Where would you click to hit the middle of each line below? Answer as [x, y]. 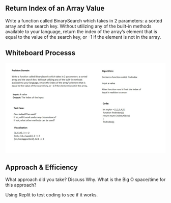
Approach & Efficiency [41, 167]
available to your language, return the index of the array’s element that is [81, 31]
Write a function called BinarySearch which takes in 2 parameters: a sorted [84, 20]
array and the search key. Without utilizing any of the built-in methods [78, 26]
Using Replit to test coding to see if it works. [52, 195]
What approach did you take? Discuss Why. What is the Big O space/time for [85, 179]
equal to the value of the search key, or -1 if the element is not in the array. [83, 37]
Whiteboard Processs [40, 53]
